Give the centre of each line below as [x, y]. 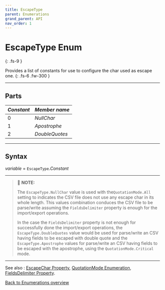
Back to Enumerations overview [37, 282]
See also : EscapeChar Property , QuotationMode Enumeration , [68, 267]
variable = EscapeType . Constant [37, 168]
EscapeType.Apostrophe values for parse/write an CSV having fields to [87, 243]
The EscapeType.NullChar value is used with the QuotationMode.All [84, 192]
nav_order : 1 [18, 23]
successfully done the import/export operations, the [70, 227]
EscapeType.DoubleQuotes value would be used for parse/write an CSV [88, 233]
